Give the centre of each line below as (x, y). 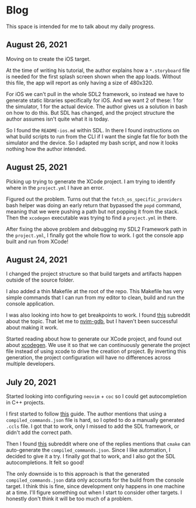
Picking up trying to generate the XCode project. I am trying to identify (91, 181)
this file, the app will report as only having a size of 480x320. (80, 83)
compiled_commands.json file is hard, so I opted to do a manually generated (95, 420)
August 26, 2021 (37, 45)
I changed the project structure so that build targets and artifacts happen (94, 274)
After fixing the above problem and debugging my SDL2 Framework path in (97, 229)
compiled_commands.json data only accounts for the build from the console (95, 480)
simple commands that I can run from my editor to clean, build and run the (95, 298)
